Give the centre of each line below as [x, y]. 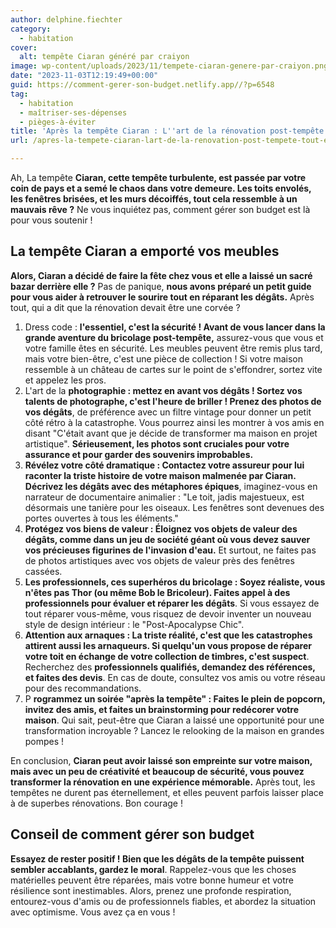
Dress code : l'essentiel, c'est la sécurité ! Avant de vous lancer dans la [175, 327]
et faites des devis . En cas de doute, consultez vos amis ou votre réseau [175, 677]
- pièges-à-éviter [58, 122]
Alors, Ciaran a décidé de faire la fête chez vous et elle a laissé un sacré [161, 275]
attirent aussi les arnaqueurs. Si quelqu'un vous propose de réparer [168, 645]
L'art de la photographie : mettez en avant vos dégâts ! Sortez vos [163, 390]
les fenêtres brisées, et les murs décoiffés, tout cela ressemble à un [154, 199]
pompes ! [44, 741]
